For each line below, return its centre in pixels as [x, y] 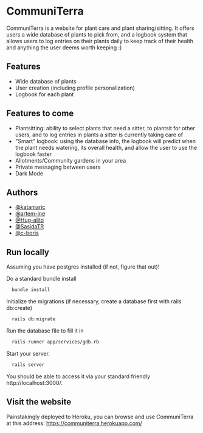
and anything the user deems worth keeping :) [64, 48]
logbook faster [33, 154]
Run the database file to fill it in [45, 331]
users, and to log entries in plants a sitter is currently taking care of [99, 135]
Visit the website [39, 402]
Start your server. [28, 353]
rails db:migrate [34, 319]
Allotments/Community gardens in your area [71, 160]
